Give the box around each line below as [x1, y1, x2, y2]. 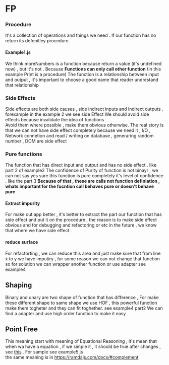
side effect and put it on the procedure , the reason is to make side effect [5, 217, 157, 223]
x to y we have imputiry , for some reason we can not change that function [5, 255, 160, 262]
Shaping [5, 281, 32, 289]
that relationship [5, 82, 39, 88]
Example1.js [5, 49, 31, 55]
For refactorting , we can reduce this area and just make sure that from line [5, 250, 161, 256]
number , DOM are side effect [5, 138, 67, 144]
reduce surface [5, 239, 38, 245]
